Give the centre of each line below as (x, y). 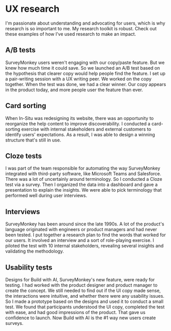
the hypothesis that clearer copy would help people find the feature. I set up (85, 73)
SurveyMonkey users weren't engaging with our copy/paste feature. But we (85, 63)
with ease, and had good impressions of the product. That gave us (76, 312)
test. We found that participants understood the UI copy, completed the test (85, 307)
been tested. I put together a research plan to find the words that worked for (86, 235)
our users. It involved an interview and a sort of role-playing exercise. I (80, 240)
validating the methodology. (35, 251)
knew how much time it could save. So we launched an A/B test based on (83, 68)
